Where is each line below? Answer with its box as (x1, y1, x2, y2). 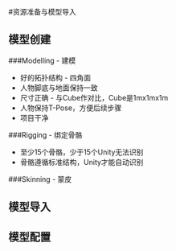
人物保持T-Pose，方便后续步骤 (19, 103, 122, 113)
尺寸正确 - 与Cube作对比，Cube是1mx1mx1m (19, 93, 169, 102)
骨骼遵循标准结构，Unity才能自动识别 (19, 157, 144, 167)
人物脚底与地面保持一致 (19, 83, 98, 93)
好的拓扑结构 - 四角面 (19, 72, 92, 82)
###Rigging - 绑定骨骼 (8, 130, 83, 139)
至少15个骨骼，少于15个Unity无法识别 (19, 147, 144, 157)
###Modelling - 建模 (8, 56, 76, 65)
